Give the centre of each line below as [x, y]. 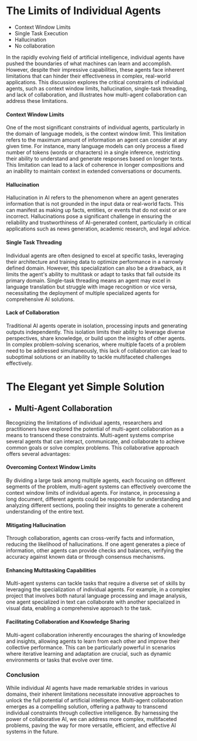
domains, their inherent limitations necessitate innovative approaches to [93, 694]
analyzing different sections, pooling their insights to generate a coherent [95, 505]
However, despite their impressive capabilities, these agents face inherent [95, 69]
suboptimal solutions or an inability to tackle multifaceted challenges [89, 357]
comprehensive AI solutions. [40, 299]
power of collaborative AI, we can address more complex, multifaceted [91, 719]
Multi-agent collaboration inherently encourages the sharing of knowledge [96, 635]
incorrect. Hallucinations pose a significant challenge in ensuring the [89, 216]
